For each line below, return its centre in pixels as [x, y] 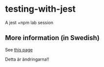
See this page [19, 49]
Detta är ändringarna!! [27, 59]
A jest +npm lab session [29, 22]
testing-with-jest [40, 9]
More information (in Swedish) [52, 38]
